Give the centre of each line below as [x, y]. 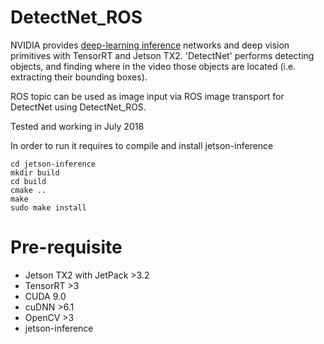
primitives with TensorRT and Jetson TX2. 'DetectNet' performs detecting [162, 55]
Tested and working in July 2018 [77, 126]
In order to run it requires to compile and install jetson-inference [142, 145]
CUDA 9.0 [45, 296]
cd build [28, 181]
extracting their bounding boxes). [79, 77]
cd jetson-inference [53, 164]
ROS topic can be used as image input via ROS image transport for [147, 96]
